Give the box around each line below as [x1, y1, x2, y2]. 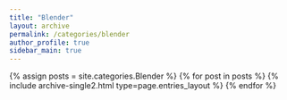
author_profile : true [9, 37, 90, 47]
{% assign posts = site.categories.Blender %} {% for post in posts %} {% [9, 71, 279, 81]
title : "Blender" [9, 12, 74, 22]
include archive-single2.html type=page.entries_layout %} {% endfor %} [9, 80, 277, 91]
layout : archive [9, 21, 70, 30]
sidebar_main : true [9, 46, 82, 55]
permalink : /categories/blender [9, 29, 130, 38]
